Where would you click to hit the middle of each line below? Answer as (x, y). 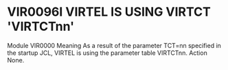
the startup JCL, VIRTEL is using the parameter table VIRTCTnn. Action (107, 53)
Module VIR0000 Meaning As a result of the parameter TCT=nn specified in (114, 45)
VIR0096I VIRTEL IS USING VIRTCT (109, 12)
